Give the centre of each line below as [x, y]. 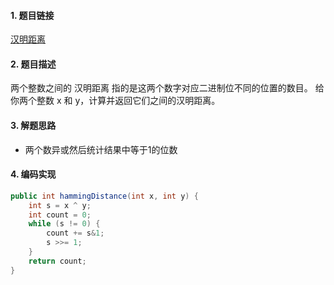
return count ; [57, 261]
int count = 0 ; [60, 215]
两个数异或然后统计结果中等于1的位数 [101, 149]
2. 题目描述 [33, 64]
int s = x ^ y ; [60, 205]
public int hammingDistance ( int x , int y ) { [104, 196]
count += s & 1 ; [75, 233]
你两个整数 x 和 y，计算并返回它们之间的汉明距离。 [115, 101]
